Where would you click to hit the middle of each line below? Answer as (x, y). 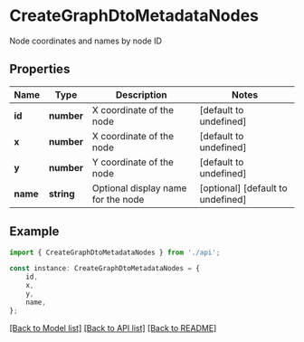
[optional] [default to (243, 188)
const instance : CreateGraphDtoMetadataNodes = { (105, 269)
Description (142, 94)
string (62, 194)
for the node (118, 199)
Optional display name (139, 188)
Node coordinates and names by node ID (86, 41)
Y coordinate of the (133, 162)
